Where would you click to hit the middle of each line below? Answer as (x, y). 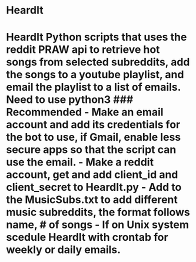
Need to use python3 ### (70, 100)
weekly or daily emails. (64, 250)
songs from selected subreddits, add (98, 62)
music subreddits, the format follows (98, 212)
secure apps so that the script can (91, 150)
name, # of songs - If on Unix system (98, 225)
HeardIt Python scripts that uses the (97, 37)
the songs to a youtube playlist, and (95, 75)
